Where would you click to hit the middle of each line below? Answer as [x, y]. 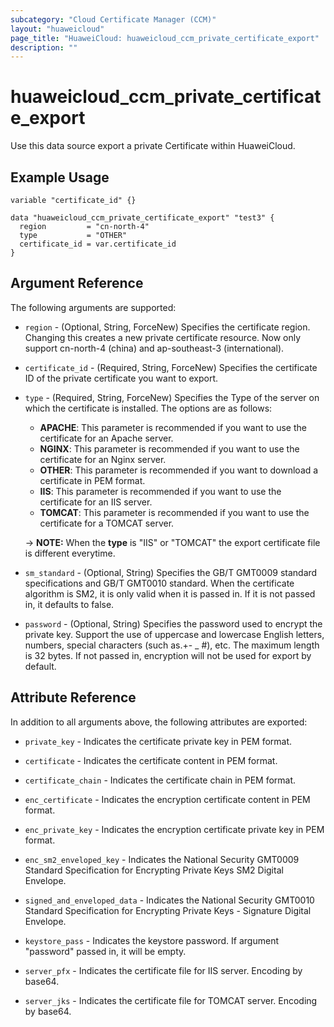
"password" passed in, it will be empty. [105, 951]
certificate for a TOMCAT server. [107, 523]
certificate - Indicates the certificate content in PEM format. [151, 760]
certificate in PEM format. [92, 480]
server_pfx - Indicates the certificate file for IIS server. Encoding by [163, 970]
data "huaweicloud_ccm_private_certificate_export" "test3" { [142, 218]
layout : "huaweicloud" [57, 29]
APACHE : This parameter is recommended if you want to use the [173, 427]
